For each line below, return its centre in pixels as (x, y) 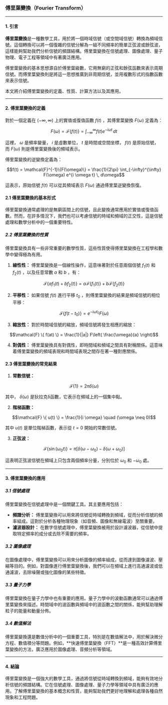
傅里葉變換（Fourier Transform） (46, 8)
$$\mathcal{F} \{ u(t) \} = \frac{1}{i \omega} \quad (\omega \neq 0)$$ (84, 418)
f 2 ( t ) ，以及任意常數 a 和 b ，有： (46, 273)
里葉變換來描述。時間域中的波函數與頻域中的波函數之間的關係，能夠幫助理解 (84, 605)
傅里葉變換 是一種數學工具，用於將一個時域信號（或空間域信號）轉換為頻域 (82, 38)
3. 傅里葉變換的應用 (25, 478)
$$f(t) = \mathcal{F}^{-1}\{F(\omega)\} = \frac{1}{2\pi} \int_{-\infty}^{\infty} (84, 169)
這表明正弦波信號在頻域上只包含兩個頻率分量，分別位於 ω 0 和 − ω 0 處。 (78, 461)
